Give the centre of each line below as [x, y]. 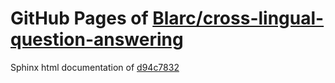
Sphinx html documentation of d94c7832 [95, 67]
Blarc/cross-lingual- [238, 18]
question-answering [97, 39]
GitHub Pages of [79, 18]
